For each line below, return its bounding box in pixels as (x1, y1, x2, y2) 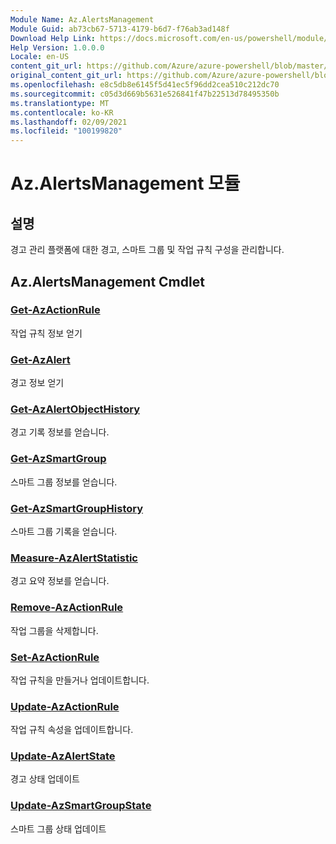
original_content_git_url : (10, 71, 123, 81)
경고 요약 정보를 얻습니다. (10, 575, 110, 587)
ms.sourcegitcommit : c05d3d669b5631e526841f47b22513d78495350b (10, 89, 280, 99)
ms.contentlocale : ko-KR (10, 107, 114, 118)
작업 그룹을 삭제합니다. (10, 624, 99, 636)
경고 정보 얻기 (10, 377, 65, 389)
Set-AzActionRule (10, 650, 100, 664)
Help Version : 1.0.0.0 (10, 42, 105, 53)
